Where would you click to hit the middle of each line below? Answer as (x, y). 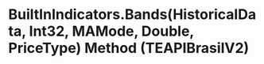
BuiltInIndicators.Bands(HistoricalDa (132, 15)
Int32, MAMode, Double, (112, 31)
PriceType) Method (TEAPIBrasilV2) (129, 48)
